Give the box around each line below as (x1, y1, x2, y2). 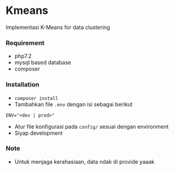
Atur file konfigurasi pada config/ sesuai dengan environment (14, 123, 169, 130)
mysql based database (14, 59, 71, 66)
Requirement (5, 39, 45, 47)
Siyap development (14, 129, 63, 137)
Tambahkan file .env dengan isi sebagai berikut (14, 100, 133, 108)
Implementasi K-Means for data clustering (5, 24, 110, 31)
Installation (5, 80, 40, 89)
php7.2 (14, 53, 31, 60)
